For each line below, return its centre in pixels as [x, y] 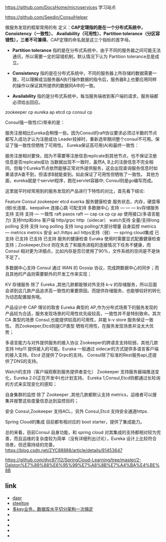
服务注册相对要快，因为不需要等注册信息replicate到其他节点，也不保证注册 [81, 156]
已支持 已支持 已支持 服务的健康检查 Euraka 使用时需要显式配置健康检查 [87, 239]
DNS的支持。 [27, 361]
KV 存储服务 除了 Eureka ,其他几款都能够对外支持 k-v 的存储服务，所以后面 [81, 284]
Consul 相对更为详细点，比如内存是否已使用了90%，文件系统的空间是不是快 [83, 251]
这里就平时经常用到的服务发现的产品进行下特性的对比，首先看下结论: [75, 191]
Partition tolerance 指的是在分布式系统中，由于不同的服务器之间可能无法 [86, 50]
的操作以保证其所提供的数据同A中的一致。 [55, 85]
